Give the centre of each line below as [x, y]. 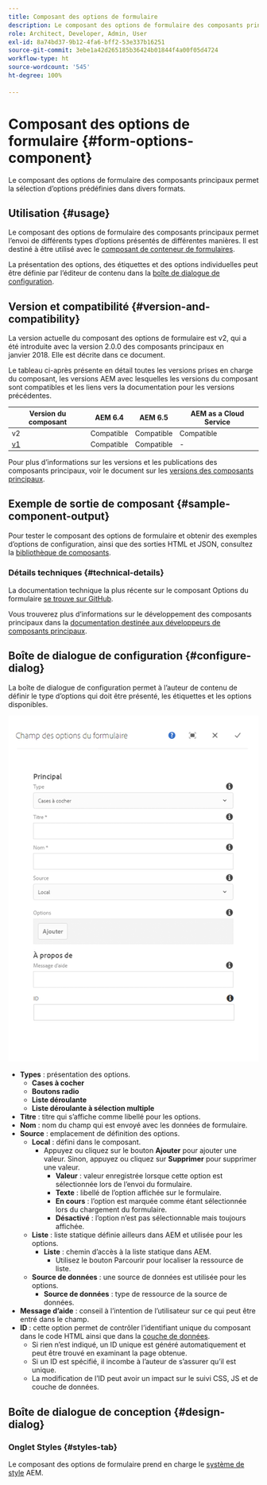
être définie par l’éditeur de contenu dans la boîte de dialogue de [114, 273]
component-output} [59, 516]
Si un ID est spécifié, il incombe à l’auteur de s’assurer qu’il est [134, 1362]
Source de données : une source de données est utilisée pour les [139, 1277]
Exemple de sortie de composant [91, 504]
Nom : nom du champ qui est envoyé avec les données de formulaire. [133, 1125]
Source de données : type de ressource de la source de [135, 1294]
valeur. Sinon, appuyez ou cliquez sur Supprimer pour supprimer [150, 1159]
